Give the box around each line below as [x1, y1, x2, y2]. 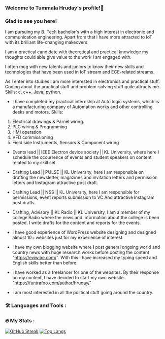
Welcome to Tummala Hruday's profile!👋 [5, 4, 104, 11]
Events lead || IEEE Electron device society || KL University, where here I [12, 149, 159, 155]
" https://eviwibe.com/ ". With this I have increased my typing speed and [12, 255, 157, 261]
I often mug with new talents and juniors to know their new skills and [5, 64, 144, 70]
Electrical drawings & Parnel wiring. [12, 118, 85, 125]
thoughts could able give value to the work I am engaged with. [5, 54, 132, 60]
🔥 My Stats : [5, 317, 35, 324]
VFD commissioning [12, 134, 53, 140]
